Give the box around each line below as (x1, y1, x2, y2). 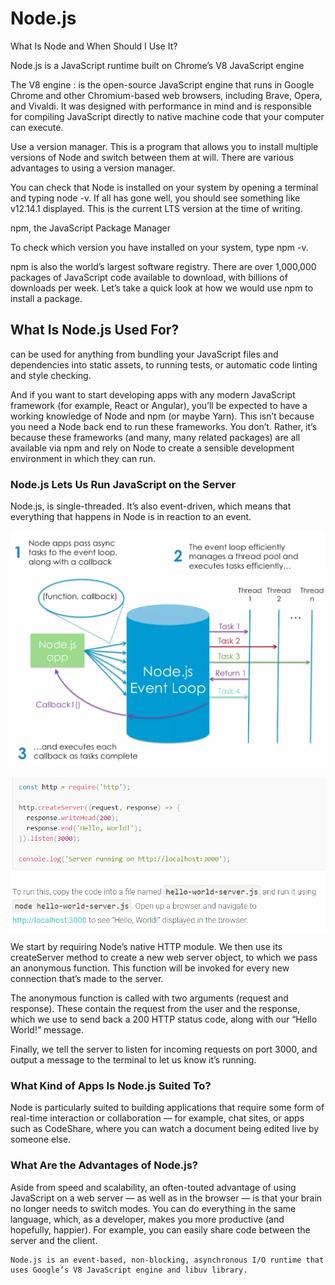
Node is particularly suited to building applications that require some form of (10, 1102, 325, 1114)
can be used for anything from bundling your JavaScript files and (10, 348, 279, 360)
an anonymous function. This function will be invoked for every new (10, 962, 290, 974)
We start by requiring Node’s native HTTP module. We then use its (10, 941, 283, 953)
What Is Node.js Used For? (10, 322, 180, 339)
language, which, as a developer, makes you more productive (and (10, 1213, 285, 1225)
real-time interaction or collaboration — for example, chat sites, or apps (10, 1112, 305, 1124)
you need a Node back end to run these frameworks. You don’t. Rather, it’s (10, 420, 318, 432)
